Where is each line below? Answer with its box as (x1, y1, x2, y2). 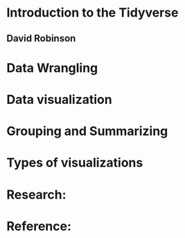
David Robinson (6, 33, 76, 44)
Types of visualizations (6, 155, 143, 171)
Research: (6, 187, 67, 202)
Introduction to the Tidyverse (6, 5, 179, 21)
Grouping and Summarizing (6, 123, 168, 139)
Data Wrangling (6, 60, 98, 75)
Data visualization (6, 91, 112, 107)
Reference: (6, 218, 72, 234)
